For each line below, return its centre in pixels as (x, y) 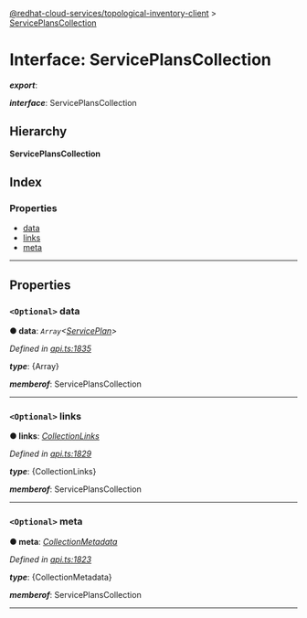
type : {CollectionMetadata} (61, 577)
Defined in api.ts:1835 (50, 349)
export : (24, 85)
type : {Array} (34, 367)
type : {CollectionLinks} (53, 472)
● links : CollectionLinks (55, 436)
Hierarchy (38, 132)
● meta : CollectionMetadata (64, 541)
